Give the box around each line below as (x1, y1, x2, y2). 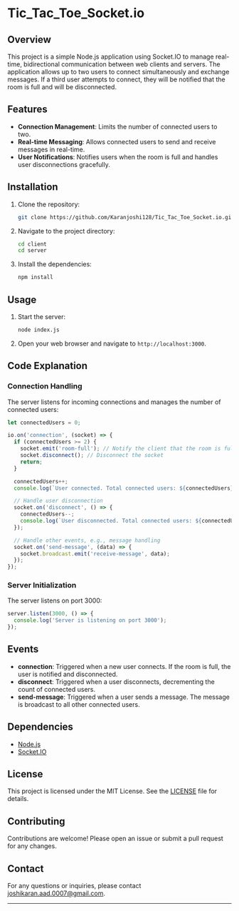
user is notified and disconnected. (17, 670, 118, 678)
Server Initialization (7, 580, 77, 590)
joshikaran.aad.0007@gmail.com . (7, 889, 105, 897)
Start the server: (17, 312, 66, 321)
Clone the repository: (17, 200, 80, 208)
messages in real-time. (17, 145, 85, 153)
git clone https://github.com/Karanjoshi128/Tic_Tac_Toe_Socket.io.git (17, 213, 235, 221)
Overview (7, 34, 52, 46)
